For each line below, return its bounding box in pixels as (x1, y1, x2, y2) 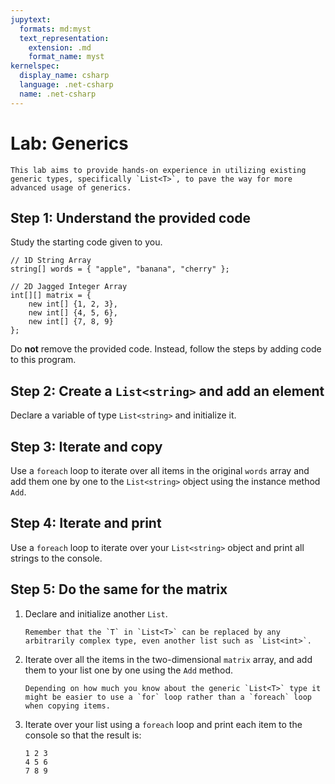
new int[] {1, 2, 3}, (28, 299, 118, 310)
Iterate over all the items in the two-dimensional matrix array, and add (24, 653, 313, 665)
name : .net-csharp (19, 89, 97, 99)
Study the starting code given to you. (10, 236, 163, 248)
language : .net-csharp (19, 80, 114, 90)
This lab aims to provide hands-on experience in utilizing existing (10, 165, 307, 175)
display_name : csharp (19, 71, 110, 81)
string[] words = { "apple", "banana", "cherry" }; (10, 264, 230, 275)
